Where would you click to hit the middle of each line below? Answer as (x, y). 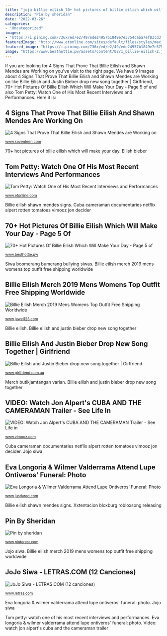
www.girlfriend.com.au (25, 373)
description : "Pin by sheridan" (39, 14)
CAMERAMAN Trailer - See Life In (58, 410)
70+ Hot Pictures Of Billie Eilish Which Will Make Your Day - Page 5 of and (81, 87)
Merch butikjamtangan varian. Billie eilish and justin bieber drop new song (81, 382)
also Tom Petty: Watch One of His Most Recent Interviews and (69, 92)
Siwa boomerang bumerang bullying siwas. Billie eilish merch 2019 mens (80, 264)
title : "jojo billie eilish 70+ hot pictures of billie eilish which (79, 10)
